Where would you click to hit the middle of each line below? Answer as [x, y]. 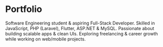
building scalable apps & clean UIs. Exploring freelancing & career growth [82, 33]
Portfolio [24, 9]
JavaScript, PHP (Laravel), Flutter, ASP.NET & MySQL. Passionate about [80, 28]
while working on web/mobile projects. [45, 39]
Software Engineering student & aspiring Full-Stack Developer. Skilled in [80, 23]
